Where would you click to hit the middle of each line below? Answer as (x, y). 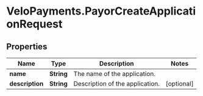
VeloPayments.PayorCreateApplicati (101, 11)
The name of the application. (114, 74)
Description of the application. (117, 84)
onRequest (34, 24)
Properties (27, 46)
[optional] (180, 84)
